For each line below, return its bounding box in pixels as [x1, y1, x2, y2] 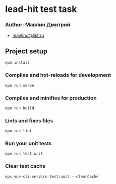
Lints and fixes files [5, 117, 54, 124]
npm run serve [5, 83, 35, 88]
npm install [5, 60, 30, 65]
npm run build [5, 105, 35, 110]
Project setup [5, 47, 48, 55]
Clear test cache [5, 163, 46, 170]
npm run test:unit [5, 151, 43, 156]
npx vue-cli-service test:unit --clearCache [5, 174, 99, 179]
